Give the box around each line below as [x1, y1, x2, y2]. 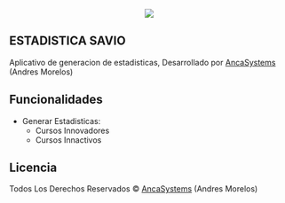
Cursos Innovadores [35, 125, 110, 136]
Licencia [9, 160, 58, 176]
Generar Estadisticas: [21, 115, 101, 126]
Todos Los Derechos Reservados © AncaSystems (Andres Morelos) [9, 183, 258, 194]
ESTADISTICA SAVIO [9, 34, 126, 49]
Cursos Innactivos [35, 134, 102, 145]
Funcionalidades [9, 92, 104, 107]
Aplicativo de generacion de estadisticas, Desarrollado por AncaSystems [9, 57, 276, 67]
